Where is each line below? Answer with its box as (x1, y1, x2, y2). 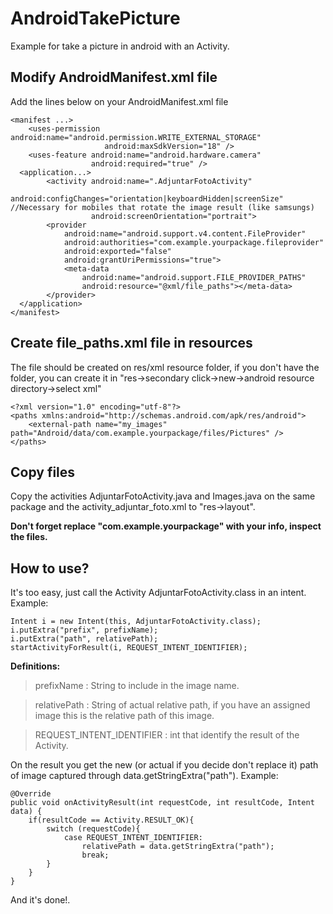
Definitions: (10, 660, 61, 672)
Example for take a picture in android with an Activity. (10, 40, 230, 52)
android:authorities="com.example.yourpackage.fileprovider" (63, 237, 325, 247)
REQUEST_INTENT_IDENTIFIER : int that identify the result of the (34, 729, 300, 741)
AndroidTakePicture (10, 7, 181, 30)
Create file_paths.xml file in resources (10, 335, 253, 352)
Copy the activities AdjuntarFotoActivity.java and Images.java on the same (10, 490, 316, 502)
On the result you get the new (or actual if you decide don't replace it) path (10, 759, 319, 771)
